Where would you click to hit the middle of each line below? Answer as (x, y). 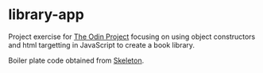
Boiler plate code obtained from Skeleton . (76, 60)
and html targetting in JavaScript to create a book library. (102, 44)
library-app (46, 15)
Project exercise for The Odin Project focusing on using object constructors (132, 36)
